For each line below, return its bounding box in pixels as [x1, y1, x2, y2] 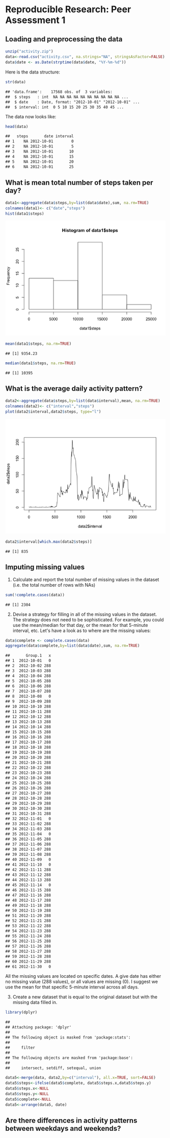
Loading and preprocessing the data [5, 35, 123, 43]
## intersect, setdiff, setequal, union [5, 1066, 101, 1071]
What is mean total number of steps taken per [5, 178, 154, 187]
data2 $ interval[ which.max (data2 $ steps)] [5, 539, 93, 544]
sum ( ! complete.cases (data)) [5, 592, 65, 597]
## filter [5, 1045, 36, 1050]
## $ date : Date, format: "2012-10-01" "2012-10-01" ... [5, 99, 140, 105]
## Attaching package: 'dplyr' [5, 1025, 72, 1030]
